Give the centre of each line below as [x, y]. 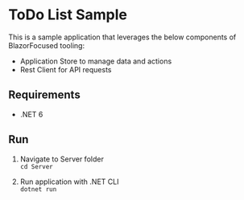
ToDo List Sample [68, 15]
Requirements [44, 95]
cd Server [37, 166]
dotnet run [38, 189]
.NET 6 [31, 114]
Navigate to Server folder [62, 159]
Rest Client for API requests [66, 69]
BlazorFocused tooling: [47, 45]
